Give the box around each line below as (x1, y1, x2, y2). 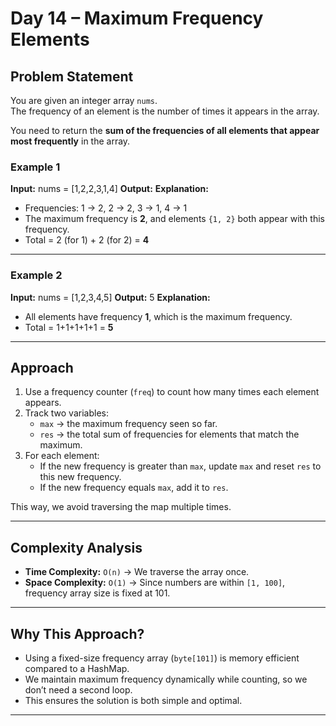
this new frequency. (39, 471, 122, 483)
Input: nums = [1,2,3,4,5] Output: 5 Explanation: (10, 291, 211, 303)
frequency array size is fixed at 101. (24, 587, 171, 599)
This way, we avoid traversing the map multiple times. (10, 501, 232, 513)
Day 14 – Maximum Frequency (10, 7, 264, 30)
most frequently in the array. (10, 135, 131, 147)
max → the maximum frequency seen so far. (39, 418, 218, 430)
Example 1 (10, 160, 61, 174)
